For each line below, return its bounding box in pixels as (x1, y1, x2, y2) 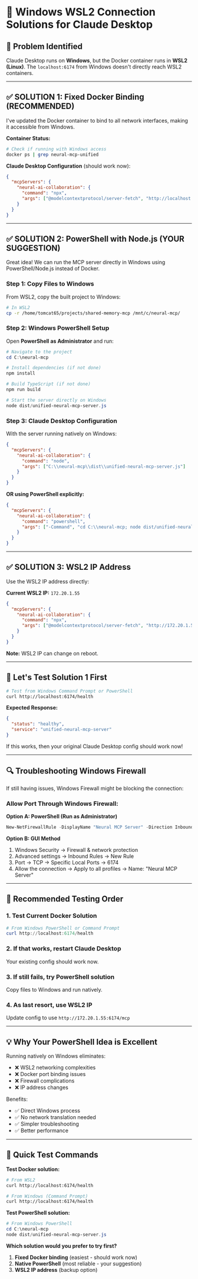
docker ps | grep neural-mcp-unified (6, 152, 99, 158)
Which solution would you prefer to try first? (6, 1242, 117, 1250)
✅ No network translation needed (14, 1114, 96, 1121)
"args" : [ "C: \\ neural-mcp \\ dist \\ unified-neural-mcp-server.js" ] (21, 463, 186, 470)
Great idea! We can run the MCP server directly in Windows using (6, 259, 166, 266)
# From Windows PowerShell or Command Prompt (6, 925, 120, 931)
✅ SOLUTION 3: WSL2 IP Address (6, 562, 131, 572)
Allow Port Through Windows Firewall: (6, 799, 119, 808)
